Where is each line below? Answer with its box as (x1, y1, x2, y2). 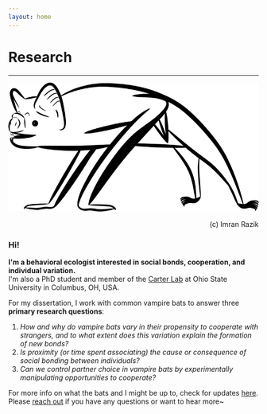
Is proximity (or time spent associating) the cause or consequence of (19, 347, 246, 357)
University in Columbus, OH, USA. (8, 283, 120, 292)
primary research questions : (8, 307, 105, 316)
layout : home (8, 13, 52, 21)
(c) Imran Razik (209, 219, 259, 228)
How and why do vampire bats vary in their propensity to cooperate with (19, 322, 258, 331)
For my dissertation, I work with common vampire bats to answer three (8, 298, 240, 307)
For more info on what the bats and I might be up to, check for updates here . (8, 388, 258, 397)
